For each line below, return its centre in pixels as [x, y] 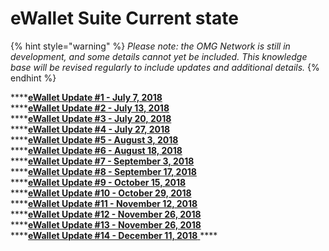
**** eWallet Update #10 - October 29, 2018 [101, 193]
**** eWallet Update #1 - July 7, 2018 [86, 97]
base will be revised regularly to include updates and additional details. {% [165, 67]
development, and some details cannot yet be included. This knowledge [159, 56]
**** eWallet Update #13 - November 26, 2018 [106, 224]
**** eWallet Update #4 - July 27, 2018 [90, 129]
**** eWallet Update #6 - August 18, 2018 [96, 150]
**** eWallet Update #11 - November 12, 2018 [104, 203]
